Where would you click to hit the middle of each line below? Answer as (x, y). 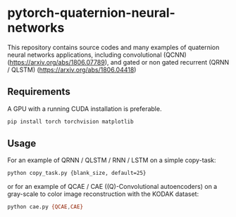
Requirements (39, 92)
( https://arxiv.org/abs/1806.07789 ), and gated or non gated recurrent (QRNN (118, 62)
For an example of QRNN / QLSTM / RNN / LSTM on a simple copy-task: (112, 160)
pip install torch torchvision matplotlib (70, 121)
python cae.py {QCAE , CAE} (45, 207)
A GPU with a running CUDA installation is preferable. (85, 108)
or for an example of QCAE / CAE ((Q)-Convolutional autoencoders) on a (112, 187)
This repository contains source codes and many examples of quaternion (113, 47)
